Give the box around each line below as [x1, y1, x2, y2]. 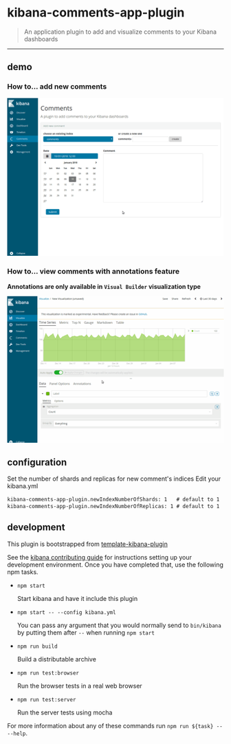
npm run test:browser [16, 669, 79, 677]
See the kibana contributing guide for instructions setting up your [7, 553, 192, 561]
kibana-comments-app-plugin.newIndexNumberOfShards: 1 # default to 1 [7, 496, 220, 503]
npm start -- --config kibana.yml [16, 609, 116, 616]
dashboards [23, 34, 58, 43]
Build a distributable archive [16, 655, 96, 663]
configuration [7, 456, 67, 468]
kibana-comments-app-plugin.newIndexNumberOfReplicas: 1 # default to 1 [7, 503, 220, 510]
